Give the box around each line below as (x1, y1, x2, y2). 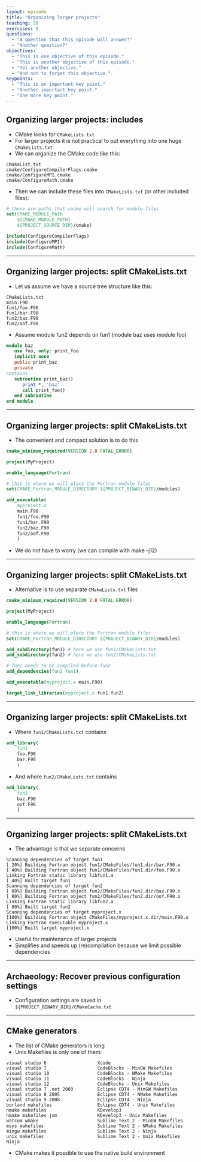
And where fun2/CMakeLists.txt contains (14, 772, 117, 780)
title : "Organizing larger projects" (6, 14, 100, 20)
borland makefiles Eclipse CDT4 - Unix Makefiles (6, 1102, 175, 1108)
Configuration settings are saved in (14, 996, 102, 1004)
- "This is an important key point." (11, 82, 106, 88)
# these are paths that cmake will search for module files (6, 205, 160, 212)
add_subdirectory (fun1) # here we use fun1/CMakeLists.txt (6, 646, 157, 652)
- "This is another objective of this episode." (11, 59, 135, 65)
